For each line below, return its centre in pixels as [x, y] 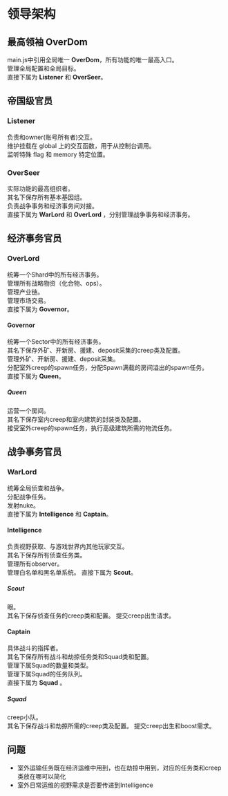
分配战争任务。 [28, 497]
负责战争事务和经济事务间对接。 [53, 205]
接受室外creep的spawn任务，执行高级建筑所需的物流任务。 [92, 428]
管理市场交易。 [28, 300]
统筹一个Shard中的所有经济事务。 [55, 275]
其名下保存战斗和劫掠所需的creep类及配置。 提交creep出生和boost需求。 [111, 725]
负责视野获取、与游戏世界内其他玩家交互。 [68, 546]
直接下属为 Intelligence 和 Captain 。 [60, 514]
